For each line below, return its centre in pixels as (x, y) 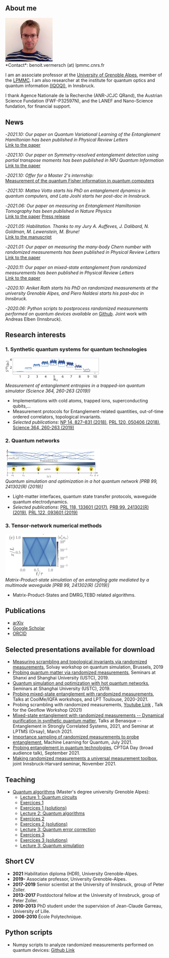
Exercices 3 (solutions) (44, 840)
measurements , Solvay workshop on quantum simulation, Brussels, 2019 (88, 667)
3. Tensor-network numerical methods (53, 526)
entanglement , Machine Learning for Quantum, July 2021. (72, 742)
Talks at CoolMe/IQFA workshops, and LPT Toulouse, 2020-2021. (80, 699)
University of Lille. (31, 911)
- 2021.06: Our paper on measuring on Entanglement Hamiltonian (73, 206)
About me (21, 8)
